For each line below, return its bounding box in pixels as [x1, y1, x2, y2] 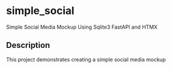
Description [6, 40, 50, 50]
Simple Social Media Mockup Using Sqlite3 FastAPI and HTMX [6, 23, 158, 30]
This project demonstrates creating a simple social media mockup [6, 56, 166, 63]
